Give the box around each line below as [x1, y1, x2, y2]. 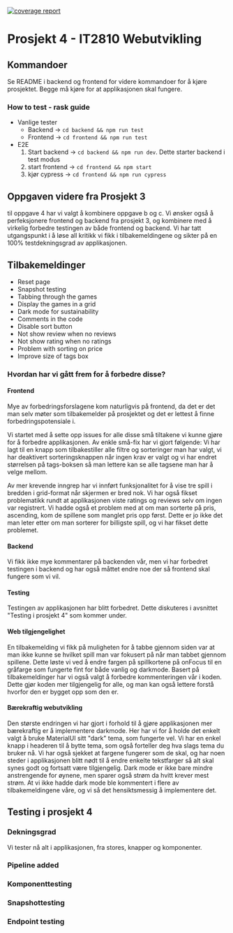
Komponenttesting [7, 879, 73, 889]
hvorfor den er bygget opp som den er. [7, 688, 119, 696]
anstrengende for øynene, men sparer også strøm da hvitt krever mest [7, 771, 209, 779]
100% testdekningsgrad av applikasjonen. [7, 238, 128, 248]
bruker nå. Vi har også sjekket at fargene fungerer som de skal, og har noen [7, 748, 225, 757]
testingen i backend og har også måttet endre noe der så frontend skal [7, 565, 211, 574]
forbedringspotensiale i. [7, 417, 76, 426]
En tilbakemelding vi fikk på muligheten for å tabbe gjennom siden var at [7, 643, 215, 651]
